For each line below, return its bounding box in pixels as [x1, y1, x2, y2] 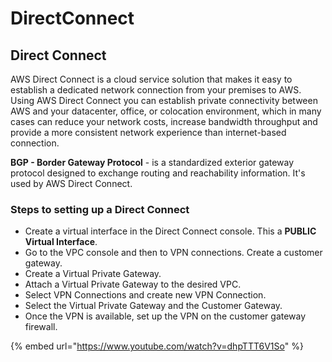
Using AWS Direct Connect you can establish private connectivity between [10, 95, 318, 106]
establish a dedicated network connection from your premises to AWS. [10, 84, 302, 96]
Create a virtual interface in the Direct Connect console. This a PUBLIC [24, 225, 317, 237]
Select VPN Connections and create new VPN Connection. [24, 289, 267, 301]
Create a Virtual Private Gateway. [24, 268, 162, 280]
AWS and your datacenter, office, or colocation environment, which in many [10, 105, 322, 117]
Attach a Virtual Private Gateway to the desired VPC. [24, 278, 242, 291]
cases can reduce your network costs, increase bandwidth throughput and [10, 116, 318, 127]
